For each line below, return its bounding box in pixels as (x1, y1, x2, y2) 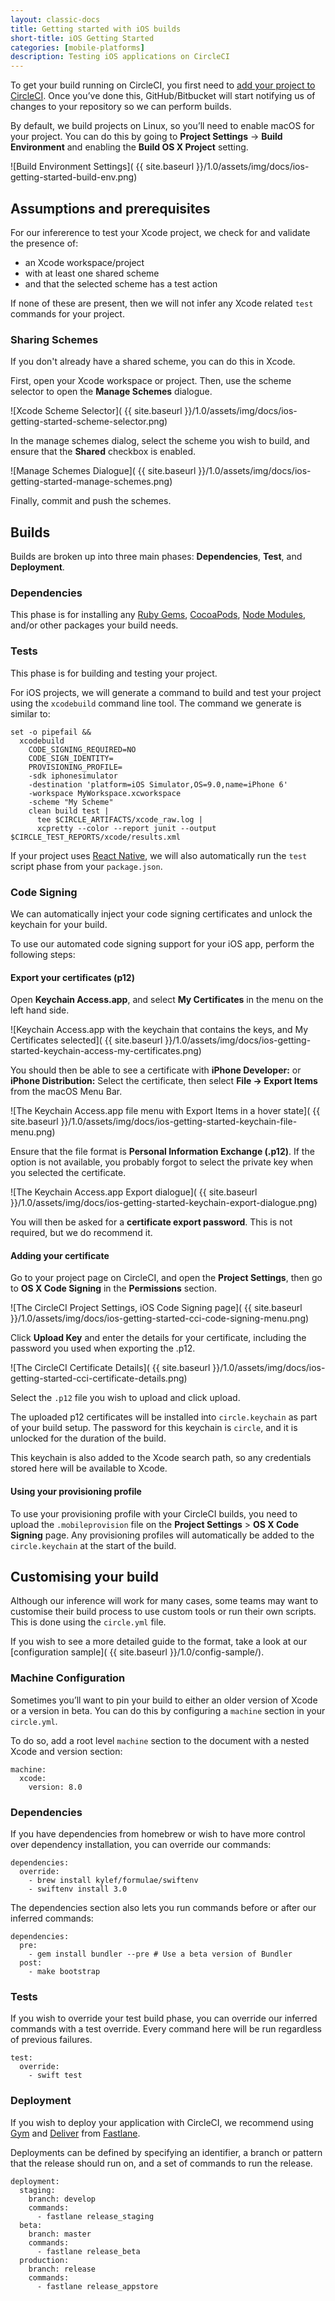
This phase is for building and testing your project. (10, 667, 218, 679)
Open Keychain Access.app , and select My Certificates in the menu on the (10, 994, 324, 1006)
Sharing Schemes (10, 332, 99, 346)
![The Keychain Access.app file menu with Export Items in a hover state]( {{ (10, 1105, 321, 1117)
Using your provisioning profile (10, 1485, 142, 1497)
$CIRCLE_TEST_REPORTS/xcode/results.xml (10, 832, 182, 842)
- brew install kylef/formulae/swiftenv (28, 1875, 199, 1885)
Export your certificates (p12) (10, 971, 135, 983)
